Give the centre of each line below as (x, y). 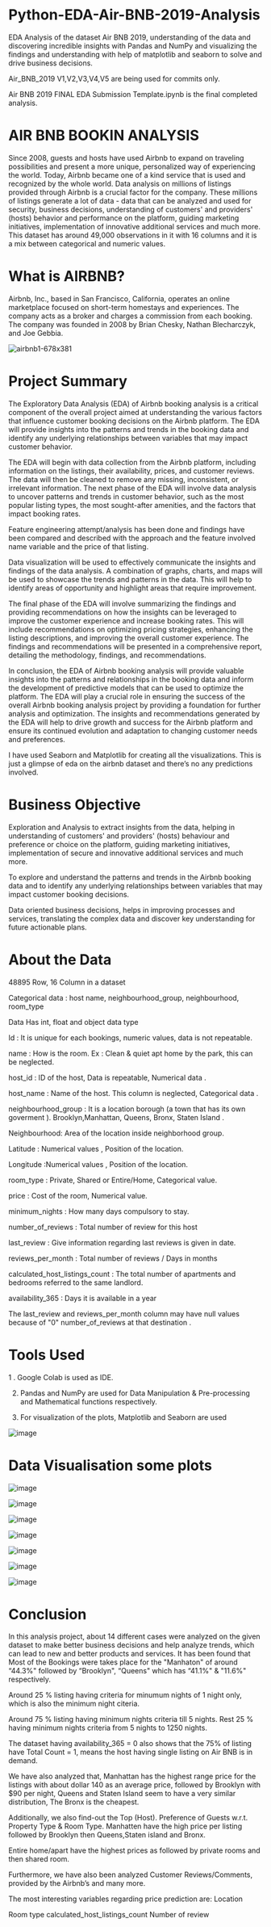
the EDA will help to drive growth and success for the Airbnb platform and (131, 722)
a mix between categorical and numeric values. (87, 243)
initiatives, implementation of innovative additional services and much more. (134, 226)
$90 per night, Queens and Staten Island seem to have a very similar (122, 1794)
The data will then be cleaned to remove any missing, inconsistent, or (124, 479)
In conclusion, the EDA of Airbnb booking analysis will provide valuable (126, 670)
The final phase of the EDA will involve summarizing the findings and (122, 603)
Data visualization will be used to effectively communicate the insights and (132, 562)
